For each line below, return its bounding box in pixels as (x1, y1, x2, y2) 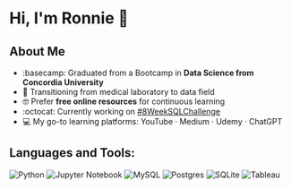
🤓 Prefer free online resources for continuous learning (21, 96, 226, 107)
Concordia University (21, 77, 105, 88)
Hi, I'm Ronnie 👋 (9, 8, 129, 29)
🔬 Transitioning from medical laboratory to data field (21, 87, 215, 97)
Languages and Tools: (9, 145, 136, 160)
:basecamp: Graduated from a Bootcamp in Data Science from (21, 67, 254, 78)
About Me (9, 44, 65, 59)
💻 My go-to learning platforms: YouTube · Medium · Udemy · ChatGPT (21, 116, 283, 126)
